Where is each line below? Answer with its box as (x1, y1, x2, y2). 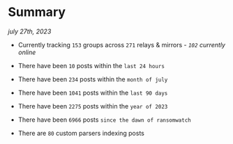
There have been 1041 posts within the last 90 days (17, 88, 168, 97)
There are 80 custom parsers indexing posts (17, 129, 145, 137)
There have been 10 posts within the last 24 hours (17, 61, 165, 70)
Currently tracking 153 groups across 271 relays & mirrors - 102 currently (17, 40, 226, 49)
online (17, 48, 36, 56)
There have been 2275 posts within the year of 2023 (17, 102, 168, 110)
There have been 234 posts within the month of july (17, 74, 168, 83)
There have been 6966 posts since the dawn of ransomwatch (17, 115, 191, 124)
